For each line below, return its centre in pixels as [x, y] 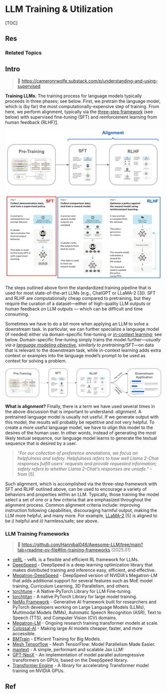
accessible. [24, 634]
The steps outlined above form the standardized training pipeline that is [78, 288]
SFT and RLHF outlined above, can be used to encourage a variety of [76, 489]
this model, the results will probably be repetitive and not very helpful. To [80, 422]
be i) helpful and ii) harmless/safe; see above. [52, 521]
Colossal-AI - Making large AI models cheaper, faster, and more [77, 628]
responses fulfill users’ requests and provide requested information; [87, 464]
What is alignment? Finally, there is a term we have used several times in [80, 407]
